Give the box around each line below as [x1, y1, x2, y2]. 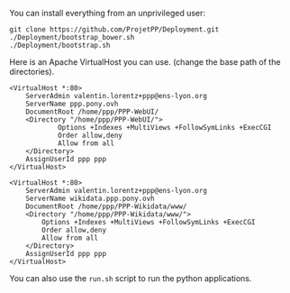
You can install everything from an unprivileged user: [9, 8, 205, 18]
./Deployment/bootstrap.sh [9, 41, 111, 50]
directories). [9, 67, 55, 77]
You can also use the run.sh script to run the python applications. [9, 273, 252, 283]
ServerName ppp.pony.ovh [25, 99, 119, 108]
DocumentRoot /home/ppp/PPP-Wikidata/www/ [25, 202, 187, 211]
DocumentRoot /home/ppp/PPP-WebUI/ [25, 107, 159, 116]
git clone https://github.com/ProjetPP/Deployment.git [9, 25, 220, 34]
